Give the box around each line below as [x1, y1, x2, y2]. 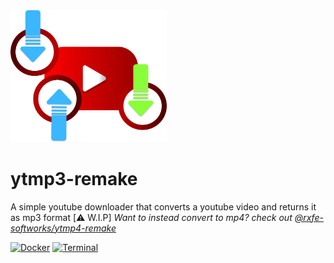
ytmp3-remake [10, 168, 138, 191]
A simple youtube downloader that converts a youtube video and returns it [10, 200, 317, 213]
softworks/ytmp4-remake [10, 222, 117, 234]
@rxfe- [294, 211, 324, 223]
